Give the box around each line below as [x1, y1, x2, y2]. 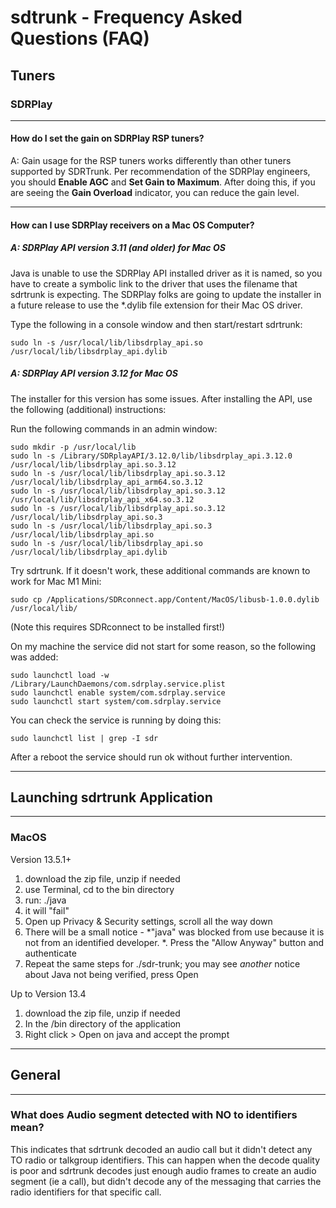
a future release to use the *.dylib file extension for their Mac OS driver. [10, 299, 303, 311]
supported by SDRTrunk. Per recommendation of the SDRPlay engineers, [10, 166, 311, 178]
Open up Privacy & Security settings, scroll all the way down [24, 915, 273, 927]
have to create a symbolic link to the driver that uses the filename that [10, 277, 298, 290]
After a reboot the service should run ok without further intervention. [10, 751, 293, 763]
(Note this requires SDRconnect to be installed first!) [10, 621, 226, 633]
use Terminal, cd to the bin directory [24, 883, 175, 895]
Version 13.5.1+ [10, 853, 72, 865]
